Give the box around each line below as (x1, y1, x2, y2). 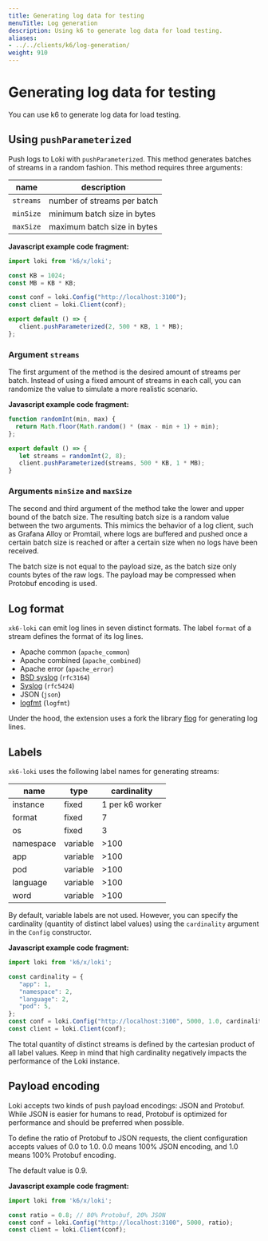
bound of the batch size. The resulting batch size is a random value (8, 513, 230, 522)
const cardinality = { (8, 972, 84, 980)
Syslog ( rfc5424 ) (19, 681, 75, 691)
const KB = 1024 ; (8, 271, 66, 280)
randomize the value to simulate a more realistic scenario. (8, 385, 198, 394)
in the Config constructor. (8, 928, 92, 937)
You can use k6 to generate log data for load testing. (8, 110, 181, 119)
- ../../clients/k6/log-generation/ (8, 42, 130, 50)
